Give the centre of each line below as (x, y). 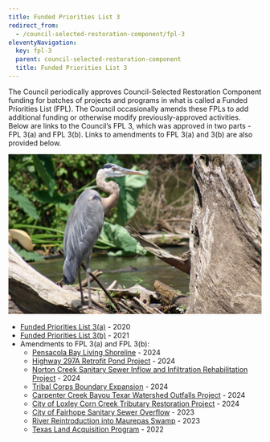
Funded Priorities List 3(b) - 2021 (75, 336)
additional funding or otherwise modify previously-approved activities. (125, 117)
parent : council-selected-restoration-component (98, 59)
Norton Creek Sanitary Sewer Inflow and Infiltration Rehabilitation (140, 370)
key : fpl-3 (34, 51)
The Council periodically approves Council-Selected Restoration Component (135, 92)
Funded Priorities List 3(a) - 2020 (75, 327)
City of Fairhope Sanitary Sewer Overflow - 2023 (113, 412)
